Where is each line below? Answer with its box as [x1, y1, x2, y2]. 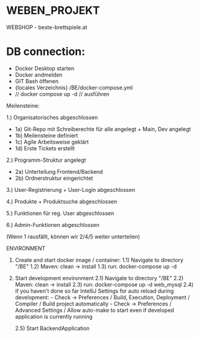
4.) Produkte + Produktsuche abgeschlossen [6, 197, 118, 205]
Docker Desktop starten [14, 65, 74, 72]
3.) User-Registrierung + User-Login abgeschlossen [6, 186, 136, 193]
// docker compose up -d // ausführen [14, 90, 110, 97]
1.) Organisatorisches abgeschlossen [6, 113, 98, 121]
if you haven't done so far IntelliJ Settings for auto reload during [14, 287, 174, 295]
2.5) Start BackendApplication [14, 324, 90, 332]
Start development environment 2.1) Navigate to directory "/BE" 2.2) [14, 274, 184, 281]
